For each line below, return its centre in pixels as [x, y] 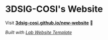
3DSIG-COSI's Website [54, 9]
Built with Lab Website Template [38, 32]
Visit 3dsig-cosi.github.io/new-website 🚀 [49, 23]
